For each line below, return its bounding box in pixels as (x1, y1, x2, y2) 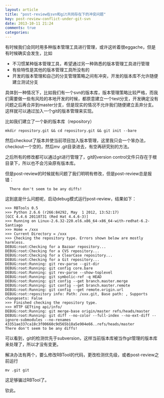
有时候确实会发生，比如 (5, 50, 52, 56)
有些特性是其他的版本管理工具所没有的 (12, 67, 90, 73)
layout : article (5, 7, 38, 12)
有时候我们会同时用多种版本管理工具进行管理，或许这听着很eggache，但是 (5, 44, 156, 50)
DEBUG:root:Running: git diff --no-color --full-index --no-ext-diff (5, 313, 150, 318)
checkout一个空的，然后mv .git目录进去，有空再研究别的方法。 (5, 143, 132, 149)
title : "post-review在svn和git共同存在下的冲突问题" (5, 12, 106, 17)
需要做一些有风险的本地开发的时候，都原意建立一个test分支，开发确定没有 (9, 96, 159, 101)
